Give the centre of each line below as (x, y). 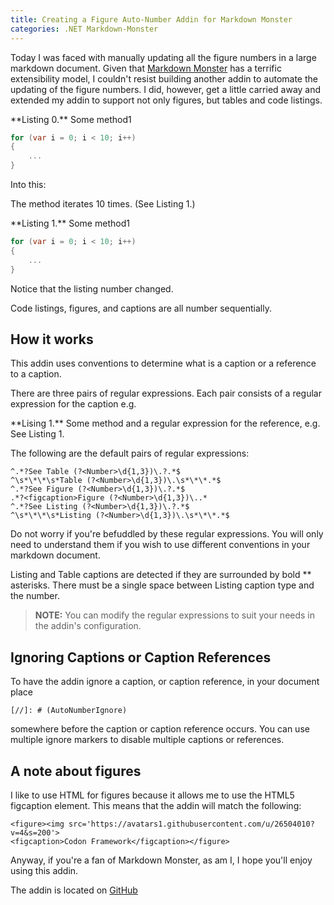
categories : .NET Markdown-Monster (84, 29)
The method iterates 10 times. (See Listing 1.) (103, 204)
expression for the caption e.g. (73, 404)
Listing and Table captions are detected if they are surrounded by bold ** (161, 575)
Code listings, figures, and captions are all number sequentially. (141, 308)
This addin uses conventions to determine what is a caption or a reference (163, 363)
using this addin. (44, 870)
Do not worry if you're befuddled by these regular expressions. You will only (167, 534)
